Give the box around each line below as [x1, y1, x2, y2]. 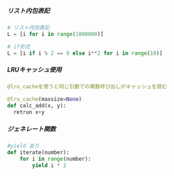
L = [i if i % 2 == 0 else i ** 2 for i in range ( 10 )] [7, 49, 163, 57]
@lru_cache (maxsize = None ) [7, 96, 82, 103]
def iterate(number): [7, 149, 70, 156]
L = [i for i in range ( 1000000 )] [7, 30, 104, 37]
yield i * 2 [32, 161, 67, 169]
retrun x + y [13, 109, 45, 116]
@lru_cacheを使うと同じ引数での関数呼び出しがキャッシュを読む [7, 83, 168, 90]
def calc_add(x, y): [7, 103, 67, 109]
